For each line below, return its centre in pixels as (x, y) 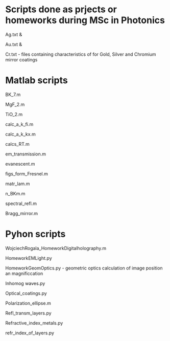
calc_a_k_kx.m (20, 134)
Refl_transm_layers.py (29, 313)
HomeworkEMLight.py (29, 258)
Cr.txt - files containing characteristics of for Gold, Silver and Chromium (81, 54)
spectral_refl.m (21, 203)
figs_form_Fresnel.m (27, 174)
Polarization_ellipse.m (28, 303)
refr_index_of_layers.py (30, 333)
